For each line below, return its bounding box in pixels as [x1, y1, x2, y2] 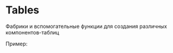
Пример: [5, 40, 28, 47]
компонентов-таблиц [5, 29, 60, 36]
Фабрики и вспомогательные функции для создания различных [5, 23, 167, 30]
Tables [5, 3, 40, 17]
